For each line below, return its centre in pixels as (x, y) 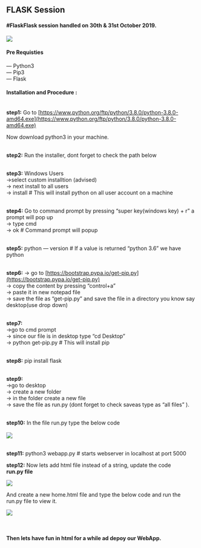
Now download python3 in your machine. (58, 137)
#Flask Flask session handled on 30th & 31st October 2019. (81, 25)
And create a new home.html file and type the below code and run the (94, 495)
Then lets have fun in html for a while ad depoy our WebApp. (84, 538)
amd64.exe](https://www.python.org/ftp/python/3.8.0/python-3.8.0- (91, 119)
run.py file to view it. (32, 501)
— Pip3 (15, 72)
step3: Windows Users (35, 173)
